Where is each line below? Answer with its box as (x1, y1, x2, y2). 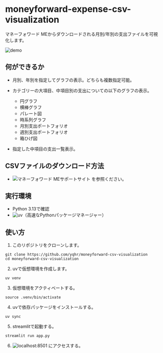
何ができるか (5, 63, 45, 71)
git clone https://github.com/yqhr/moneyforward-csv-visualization (5, 252, 148, 257)
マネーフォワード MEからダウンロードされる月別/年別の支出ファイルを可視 (5, 31, 158, 37)
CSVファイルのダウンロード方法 (5, 162, 104, 170)
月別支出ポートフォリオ (19, 123, 68, 129)
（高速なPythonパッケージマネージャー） (22, 212, 107, 218)
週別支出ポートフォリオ (19, 129, 68, 135)
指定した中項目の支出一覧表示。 (12, 145, 78, 152)
